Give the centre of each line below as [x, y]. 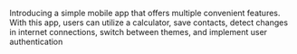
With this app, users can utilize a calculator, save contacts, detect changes [148, 22]
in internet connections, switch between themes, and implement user [139, 32]
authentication [36, 41]
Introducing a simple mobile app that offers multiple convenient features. [145, 13]
